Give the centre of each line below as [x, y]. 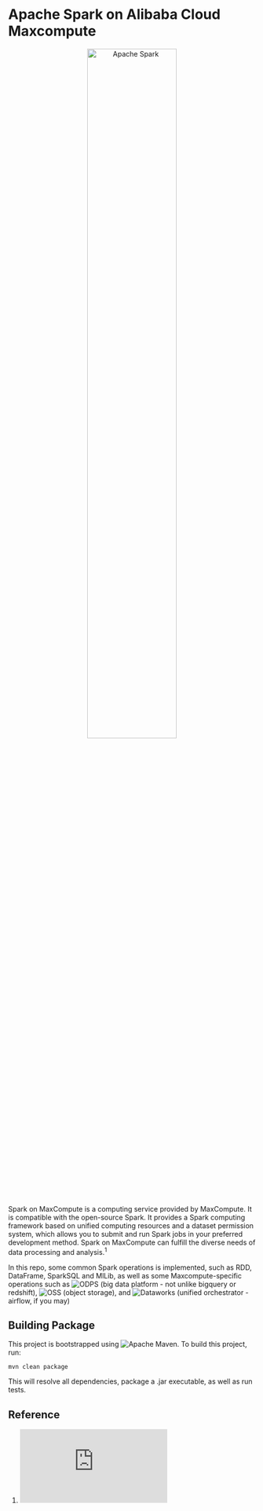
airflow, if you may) [39, 1300]
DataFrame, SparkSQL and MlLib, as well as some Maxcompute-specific [125, 1275]
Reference [34, 1415]
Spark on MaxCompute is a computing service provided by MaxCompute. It [130, 1208]
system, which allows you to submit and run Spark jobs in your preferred [126, 1234]
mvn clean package [38, 1367]
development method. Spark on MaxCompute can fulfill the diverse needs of [132, 1242]
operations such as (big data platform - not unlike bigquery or [122, 1284]
